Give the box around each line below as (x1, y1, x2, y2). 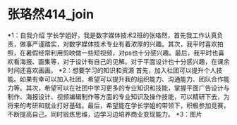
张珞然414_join (7, 6, 94, 22)
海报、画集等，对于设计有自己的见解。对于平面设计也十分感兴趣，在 (19, 57, 217, 65)
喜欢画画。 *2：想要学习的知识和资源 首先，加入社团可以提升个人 (25, 66, 217, 74)
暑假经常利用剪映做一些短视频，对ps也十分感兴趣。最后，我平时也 (25, 48, 219, 57)
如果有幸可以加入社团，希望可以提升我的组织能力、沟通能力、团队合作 (19, 74, 224, 83)
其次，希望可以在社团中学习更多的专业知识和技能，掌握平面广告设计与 (25, 84, 230, 92)
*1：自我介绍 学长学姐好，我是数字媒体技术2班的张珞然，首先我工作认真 (7, 31, 217, 39)
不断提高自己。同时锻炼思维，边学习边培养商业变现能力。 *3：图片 (7, 110, 202, 118)
